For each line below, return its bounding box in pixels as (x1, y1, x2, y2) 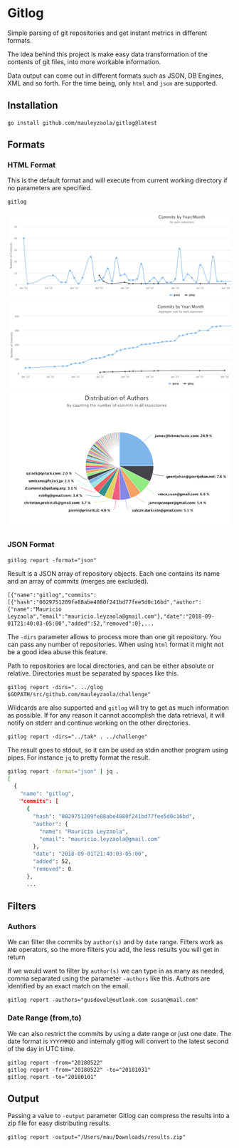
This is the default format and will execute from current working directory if (7, 176, 228, 185)
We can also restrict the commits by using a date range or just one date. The (7, 1029, 232, 1038)
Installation (7, 100, 58, 112)
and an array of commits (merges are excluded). (7, 576, 149, 585)
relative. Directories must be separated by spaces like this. (7, 668, 179, 678)
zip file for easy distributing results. (7, 1119, 112, 1127)
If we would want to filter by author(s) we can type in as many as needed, (7, 967, 225, 976)
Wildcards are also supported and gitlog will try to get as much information (7, 703, 229, 712)
